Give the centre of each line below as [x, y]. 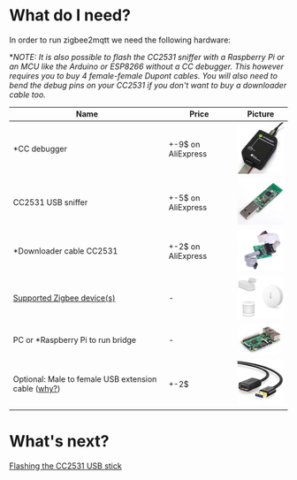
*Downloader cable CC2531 [65, 251]
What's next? [59, 442]
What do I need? [70, 15]
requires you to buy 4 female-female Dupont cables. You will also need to [144, 75]
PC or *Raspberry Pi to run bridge [75, 339]
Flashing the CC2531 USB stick [65, 466]
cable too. [27, 95]
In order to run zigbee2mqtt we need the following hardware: [120, 40]
